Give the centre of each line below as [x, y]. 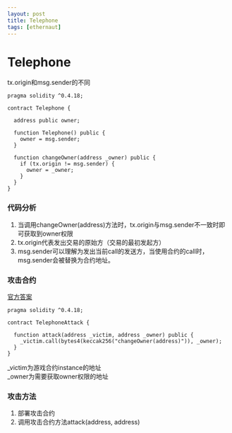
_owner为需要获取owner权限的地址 [58, 376]
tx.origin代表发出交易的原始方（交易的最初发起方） [91, 242]
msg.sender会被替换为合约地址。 [66, 260]
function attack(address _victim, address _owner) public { [104, 335]
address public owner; [47, 121]
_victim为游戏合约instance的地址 [54, 367]
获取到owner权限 [49, 233]
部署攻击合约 [36, 413]
